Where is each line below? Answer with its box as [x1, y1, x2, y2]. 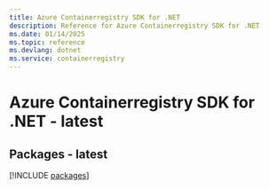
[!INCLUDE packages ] [9, 170, 90, 180]
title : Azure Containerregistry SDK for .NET [9, 12, 180, 22]
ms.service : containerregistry [9, 54, 125, 63]
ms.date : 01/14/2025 [9, 29, 86, 38]
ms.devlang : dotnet [9, 46, 82, 55]
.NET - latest [9, 112, 104, 131]
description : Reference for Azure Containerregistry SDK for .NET [9, 21, 260, 30]
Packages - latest [9, 146, 108, 161]
